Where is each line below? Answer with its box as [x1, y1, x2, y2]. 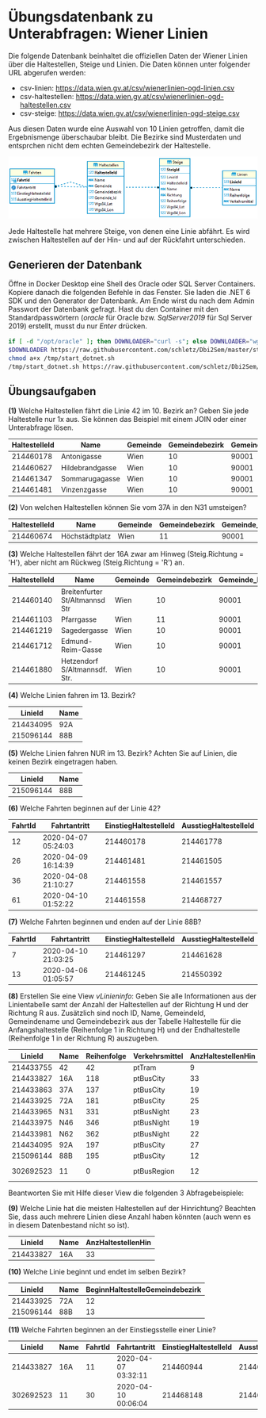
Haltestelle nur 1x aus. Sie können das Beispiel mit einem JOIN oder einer [8, 414, 247, 423]
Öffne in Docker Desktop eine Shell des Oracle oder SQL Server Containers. [8, 279, 256, 289]
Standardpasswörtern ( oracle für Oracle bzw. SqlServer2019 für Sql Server [8, 313, 253, 323]
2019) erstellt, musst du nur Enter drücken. [8, 321, 148, 331]
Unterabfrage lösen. [8, 423, 74, 432]
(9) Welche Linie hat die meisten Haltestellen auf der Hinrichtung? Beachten [8, 1203, 256, 1213]
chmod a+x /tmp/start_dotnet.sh [8, 354, 115, 362]
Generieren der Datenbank [8, 258, 142, 271]
